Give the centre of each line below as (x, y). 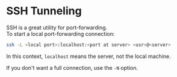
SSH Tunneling (44, 11)
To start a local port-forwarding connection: (61, 33)
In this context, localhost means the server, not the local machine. (88, 56)
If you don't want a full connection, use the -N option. (72, 67)
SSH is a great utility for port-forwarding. (57, 27)
